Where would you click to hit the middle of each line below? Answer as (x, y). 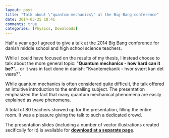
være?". (13, 74)
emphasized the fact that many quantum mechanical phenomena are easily (83, 95)
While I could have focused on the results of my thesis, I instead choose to (82, 58)
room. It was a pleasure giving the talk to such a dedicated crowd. (74, 115)
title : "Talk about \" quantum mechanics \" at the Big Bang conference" (82, 15)
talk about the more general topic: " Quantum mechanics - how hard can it (83, 63)
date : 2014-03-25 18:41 (30, 19)
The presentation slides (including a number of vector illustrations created (82, 125)
